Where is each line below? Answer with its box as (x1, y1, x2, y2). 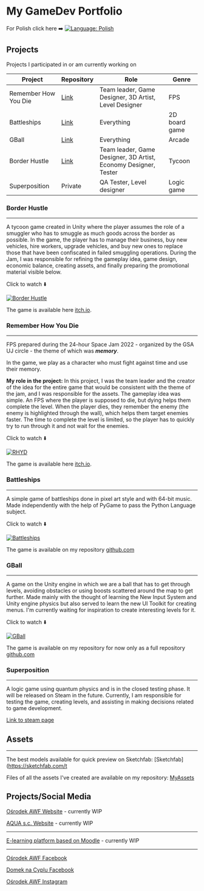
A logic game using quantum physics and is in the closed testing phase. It (6, 685, 190, 693)
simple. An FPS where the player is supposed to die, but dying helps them (6, 396, 191, 404)
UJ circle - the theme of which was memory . (6, 347, 119, 354)
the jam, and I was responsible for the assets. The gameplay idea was (6, 390, 181, 398)
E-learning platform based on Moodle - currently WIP (6, 836, 140, 844)
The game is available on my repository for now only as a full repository (6, 644, 185, 651)
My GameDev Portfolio (6, 4, 123, 18)
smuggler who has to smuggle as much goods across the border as (6, 229, 175, 237)
